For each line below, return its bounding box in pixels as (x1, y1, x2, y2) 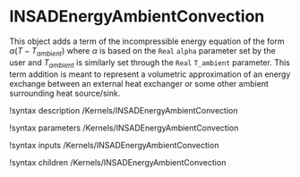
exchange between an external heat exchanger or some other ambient (9, 78, 269, 88)
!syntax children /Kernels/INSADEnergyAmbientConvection (9, 156, 227, 167)
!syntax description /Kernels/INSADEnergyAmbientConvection (9, 105, 238, 115)
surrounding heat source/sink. (9, 88, 121, 98)
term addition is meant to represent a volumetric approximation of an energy (9, 69, 291, 80)
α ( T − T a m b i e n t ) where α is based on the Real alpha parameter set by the (9, 45, 276, 58)
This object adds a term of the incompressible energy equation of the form (9, 36, 285, 46)
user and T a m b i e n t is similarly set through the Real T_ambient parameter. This (9, 56, 291, 70)
